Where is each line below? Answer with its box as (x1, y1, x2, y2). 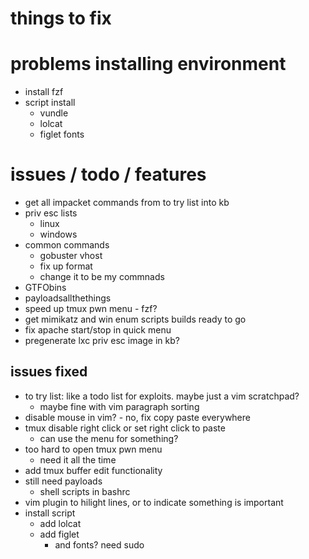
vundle (39, 107, 69, 119)
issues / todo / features (10, 163, 207, 186)
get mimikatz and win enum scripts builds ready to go (24, 313, 247, 326)
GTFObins (24, 282, 67, 294)
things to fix (10, 7, 112, 30)
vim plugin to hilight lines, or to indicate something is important (24, 496, 284, 508)
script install (24, 97, 76, 109)
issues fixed (10, 363, 88, 381)
